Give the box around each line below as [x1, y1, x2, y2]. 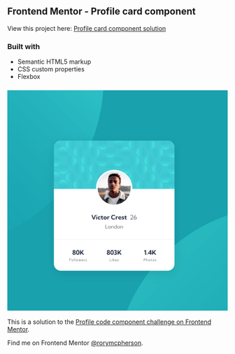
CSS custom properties [17, 65, 85, 73]
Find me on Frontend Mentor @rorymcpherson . [7, 339, 143, 347]
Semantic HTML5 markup [17, 57, 92, 66]
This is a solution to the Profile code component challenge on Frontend [7, 318, 212, 326]
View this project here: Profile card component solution [7, 24, 166, 32]
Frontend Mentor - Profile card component [7, 6, 196, 17]
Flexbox [17, 73, 41, 81]
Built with [7, 41, 41, 51]
